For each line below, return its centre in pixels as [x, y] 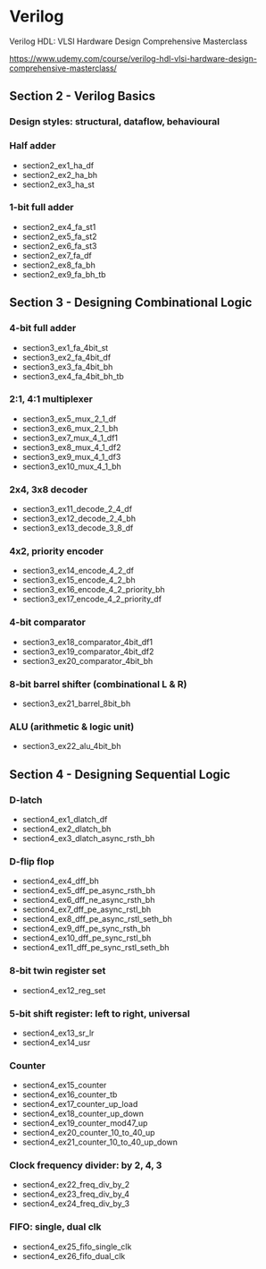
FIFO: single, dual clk [55, 1227]
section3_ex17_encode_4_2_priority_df [92, 599]
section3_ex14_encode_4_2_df [78, 571]
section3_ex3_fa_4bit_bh [67, 366]
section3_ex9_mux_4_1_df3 [71, 456]
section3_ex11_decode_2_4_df [77, 509]
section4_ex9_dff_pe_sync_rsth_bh [87, 929]
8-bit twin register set [58, 971]
